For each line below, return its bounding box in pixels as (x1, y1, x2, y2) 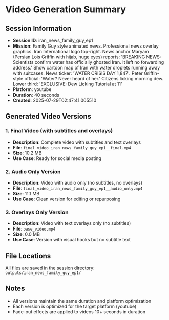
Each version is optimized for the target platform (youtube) (12, 303, 137, 309)
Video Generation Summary (5, 4, 126, 15)
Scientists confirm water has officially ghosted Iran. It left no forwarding (12, 59, 164, 65)
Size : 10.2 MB (12, 150, 42, 156)
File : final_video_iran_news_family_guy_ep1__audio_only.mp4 (12, 185, 143, 191)
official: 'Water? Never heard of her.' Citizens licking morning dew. (24, 76, 164, 81)
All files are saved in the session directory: (5, 265, 95, 271)
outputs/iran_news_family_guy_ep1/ (5, 270, 81, 276)
